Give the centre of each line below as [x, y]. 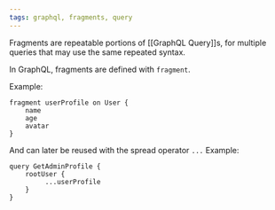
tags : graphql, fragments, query [71, 17]
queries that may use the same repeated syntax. [98, 52]
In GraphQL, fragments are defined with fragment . [100, 69]
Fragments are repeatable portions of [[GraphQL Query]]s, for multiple [138, 43]
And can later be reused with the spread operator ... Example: [124, 150]
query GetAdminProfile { [55, 166]
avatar [37, 126]
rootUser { [45, 174]
